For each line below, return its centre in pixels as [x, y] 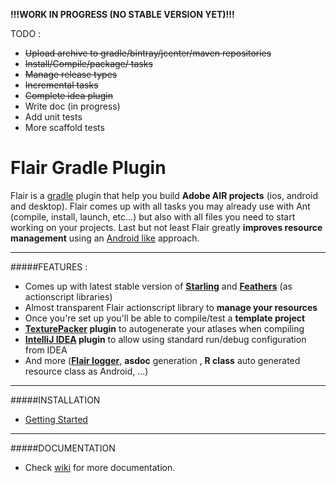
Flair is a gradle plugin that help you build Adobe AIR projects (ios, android [164, 195]
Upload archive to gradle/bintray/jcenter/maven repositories [148, 53]
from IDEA [46, 350]
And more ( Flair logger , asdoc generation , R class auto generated [162, 360]
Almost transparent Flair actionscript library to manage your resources [171, 307]
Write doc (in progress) [72, 106]
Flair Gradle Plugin [88, 168]
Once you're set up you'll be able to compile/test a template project [165, 318]
